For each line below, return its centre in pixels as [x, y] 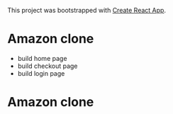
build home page [42, 58]
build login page [41, 73]
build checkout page [48, 66]
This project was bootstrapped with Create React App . [87, 10]
